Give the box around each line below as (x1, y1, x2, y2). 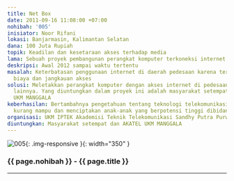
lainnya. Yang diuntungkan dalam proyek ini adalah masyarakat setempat (13, 88, 229, 95)
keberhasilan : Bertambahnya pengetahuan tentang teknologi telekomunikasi (7, 101, 229, 108)
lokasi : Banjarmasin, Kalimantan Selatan (7, 36, 130, 43)
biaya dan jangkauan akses (13, 74, 92, 82)
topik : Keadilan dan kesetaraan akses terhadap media (7, 49, 167, 56)
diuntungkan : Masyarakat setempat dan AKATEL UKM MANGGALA (7, 120, 182, 127)
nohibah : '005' (7, 23, 52, 30)
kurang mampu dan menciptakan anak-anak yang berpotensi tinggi (13, 107, 204, 114)
